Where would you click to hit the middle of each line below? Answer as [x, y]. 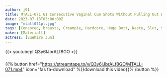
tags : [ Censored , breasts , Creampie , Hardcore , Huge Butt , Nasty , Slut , [82, 28]
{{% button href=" [24, 64]
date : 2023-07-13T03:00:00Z [34, 19]
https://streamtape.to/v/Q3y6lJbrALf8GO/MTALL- [92, 64]
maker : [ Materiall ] [25, 33]
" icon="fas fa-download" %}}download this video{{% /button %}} [91, 69]
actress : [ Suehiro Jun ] [30, 38]
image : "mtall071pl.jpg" [31, 24]
